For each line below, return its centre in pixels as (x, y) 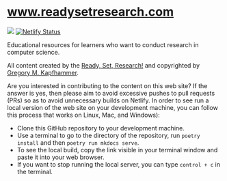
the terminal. (35, 171)
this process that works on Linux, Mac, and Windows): (84, 115)
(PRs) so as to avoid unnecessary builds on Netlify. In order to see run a (108, 100)
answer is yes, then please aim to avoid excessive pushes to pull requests (111, 93)
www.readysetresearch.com (91, 12)
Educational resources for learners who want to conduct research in (103, 44)
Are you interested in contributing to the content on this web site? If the (107, 85)
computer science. (34, 52)
